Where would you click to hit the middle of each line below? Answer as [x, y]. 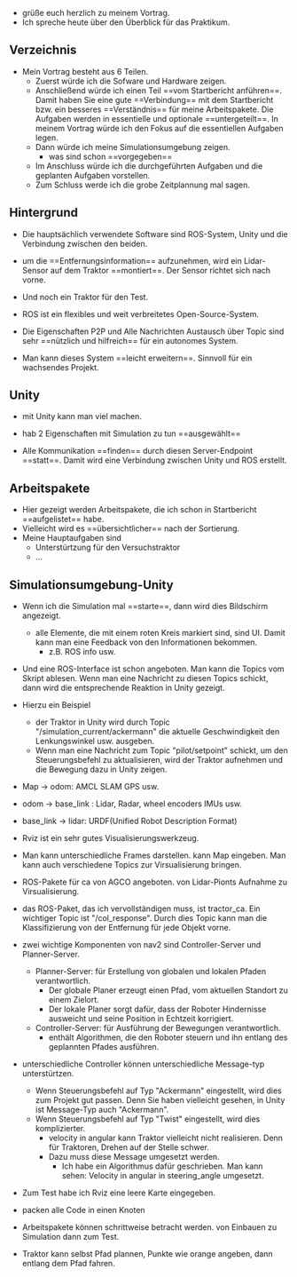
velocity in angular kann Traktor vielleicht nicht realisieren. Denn [166, 1138]
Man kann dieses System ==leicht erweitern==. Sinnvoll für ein [137, 358]
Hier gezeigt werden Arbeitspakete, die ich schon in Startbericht [139, 510]
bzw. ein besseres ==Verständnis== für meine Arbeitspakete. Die [154, 109]
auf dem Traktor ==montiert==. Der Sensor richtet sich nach [160, 270]
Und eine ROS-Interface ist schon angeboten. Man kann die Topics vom [153, 669]
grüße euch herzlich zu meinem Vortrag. [96, 13]
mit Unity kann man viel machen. [82, 416]
